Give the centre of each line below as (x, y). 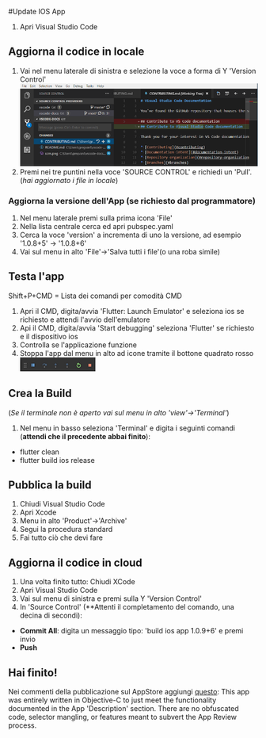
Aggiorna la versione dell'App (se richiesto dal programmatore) (132, 201)
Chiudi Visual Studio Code (62, 504)
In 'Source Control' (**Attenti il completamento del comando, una (127, 607)
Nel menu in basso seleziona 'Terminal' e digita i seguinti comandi (127, 428)
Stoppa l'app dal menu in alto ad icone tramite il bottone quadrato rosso (137, 353)
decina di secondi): (51, 616)
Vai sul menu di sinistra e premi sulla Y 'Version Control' (110, 598)
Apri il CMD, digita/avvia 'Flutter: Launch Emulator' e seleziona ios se (132, 311)
